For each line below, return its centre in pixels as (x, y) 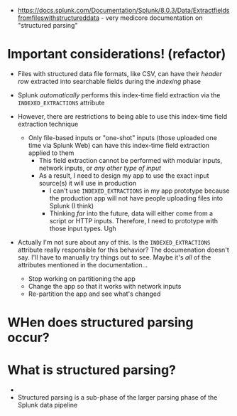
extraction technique (48, 124)
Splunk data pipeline (48, 405)
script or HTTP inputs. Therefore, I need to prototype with (134, 220)
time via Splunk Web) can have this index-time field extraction (119, 145)
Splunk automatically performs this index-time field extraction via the (119, 95)
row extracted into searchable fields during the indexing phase (109, 81)
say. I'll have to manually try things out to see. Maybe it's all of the (114, 257)
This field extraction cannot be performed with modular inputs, (131, 160)
